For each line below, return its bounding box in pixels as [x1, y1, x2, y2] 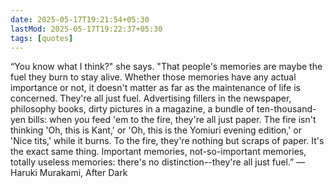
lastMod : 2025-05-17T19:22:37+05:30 [10, 24, 163, 34]
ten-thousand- [256, 103, 317, 115]
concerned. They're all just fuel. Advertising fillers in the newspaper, [10, 92, 292, 105]
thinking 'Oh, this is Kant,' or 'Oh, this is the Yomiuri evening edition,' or [10, 124, 303, 136]
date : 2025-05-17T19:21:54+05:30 [10, 14, 150, 25]
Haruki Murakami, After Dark [10, 167, 128, 179]
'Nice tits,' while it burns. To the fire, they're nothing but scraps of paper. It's [10, 135, 325, 147]
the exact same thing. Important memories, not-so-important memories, [10, 146, 307, 158]
